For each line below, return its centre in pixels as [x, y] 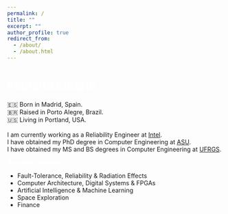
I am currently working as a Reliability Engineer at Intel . [85, 135]
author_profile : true [38, 32]
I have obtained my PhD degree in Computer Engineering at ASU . [99, 142]
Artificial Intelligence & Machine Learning [75, 190]
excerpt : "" [24, 26]
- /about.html [33, 52]
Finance [28, 204]
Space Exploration [43, 197]
